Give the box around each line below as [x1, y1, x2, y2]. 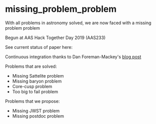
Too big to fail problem [12, 88, 58, 94]
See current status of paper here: [5, 44, 73, 50]
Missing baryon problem [12, 78, 62, 84]
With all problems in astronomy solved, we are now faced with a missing [5, 20, 152, 26]
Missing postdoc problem [12, 113, 64, 119]
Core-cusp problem [12, 83, 53, 89]
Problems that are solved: [5, 63, 57, 69]
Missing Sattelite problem [12, 73, 64, 79]
